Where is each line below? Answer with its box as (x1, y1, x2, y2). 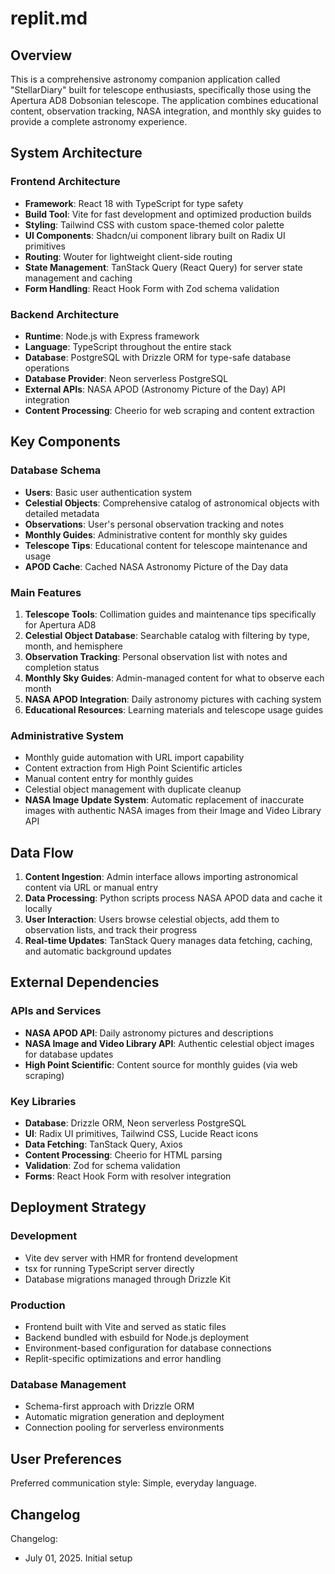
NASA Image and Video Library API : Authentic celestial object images (24, 1037, 315, 1049)
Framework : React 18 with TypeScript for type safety (24, 197, 244, 209)
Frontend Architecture (10, 175, 121, 189)
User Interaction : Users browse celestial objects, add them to (24, 913, 280, 926)
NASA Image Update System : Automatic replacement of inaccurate (24, 794, 305, 806)
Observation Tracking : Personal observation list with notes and (24, 650, 288, 662)
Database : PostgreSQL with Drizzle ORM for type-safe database (24, 351, 292, 363)
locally (24, 903, 53, 915)
